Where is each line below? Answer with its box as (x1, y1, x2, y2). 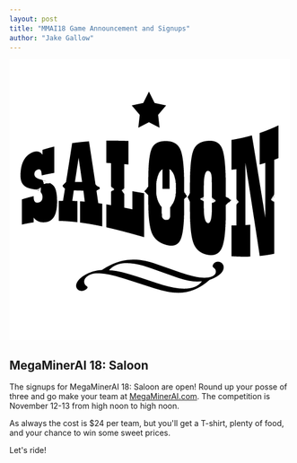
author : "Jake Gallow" (9, 33, 94, 42)
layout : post (9, 14, 58, 23)
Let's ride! (9, 445, 47, 456)
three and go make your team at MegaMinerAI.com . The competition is (9, 391, 271, 402)
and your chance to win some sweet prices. (9, 427, 170, 439)
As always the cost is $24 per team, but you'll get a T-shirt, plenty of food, (9, 418, 284, 429)
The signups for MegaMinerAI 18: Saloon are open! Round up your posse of (9, 381, 288, 392)
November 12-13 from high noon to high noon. (9, 400, 179, 412)
